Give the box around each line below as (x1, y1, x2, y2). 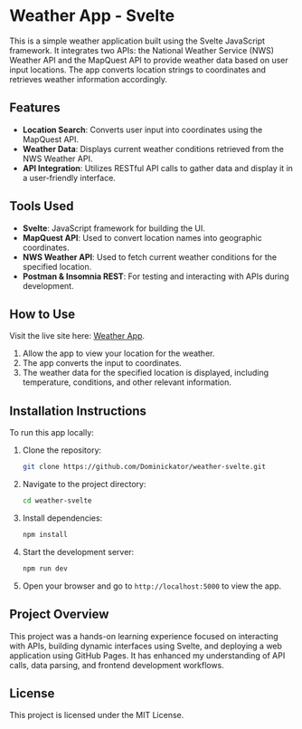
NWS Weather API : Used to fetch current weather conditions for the (22, 251, 278, 263)
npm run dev (22, 563, 68, 573)
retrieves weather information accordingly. (9, 73, 168, 84)
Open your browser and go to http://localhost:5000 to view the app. (22, 580, 282, 591)
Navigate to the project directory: (22, 479, 146, 490)
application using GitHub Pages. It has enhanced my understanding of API (9, 649, 286, 661)
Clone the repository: (22, 445, 102, 456)
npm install (22, 530, 68, 539)
